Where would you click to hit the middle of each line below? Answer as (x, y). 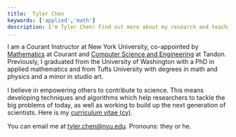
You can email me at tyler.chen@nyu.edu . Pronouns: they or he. (99, 126)
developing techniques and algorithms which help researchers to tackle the (116, 98)
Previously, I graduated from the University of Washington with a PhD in (111, 62)
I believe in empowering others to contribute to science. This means (105, 90)
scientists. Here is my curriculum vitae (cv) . (70, 112)
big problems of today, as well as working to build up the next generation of (117, 105)
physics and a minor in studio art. (55, 77)
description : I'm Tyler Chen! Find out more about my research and (108, 27)
